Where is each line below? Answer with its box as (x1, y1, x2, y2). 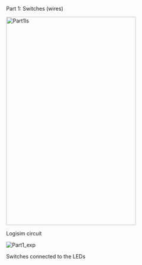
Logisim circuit (6, 230, 42, 237)
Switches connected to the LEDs (6, 253, 86, 260)
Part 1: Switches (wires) (6, 5, 64, 12)
